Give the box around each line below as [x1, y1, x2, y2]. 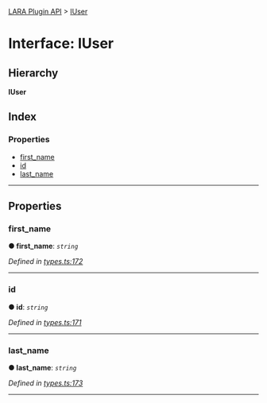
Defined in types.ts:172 [8, 257, 83, 266]
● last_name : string [8, 362, 77, 372]
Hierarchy [8, 66, 59, 79]
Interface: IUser [8, 35, 114, 52]
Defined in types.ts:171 [8, 317, 82, 327]
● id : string [8, 302, 48, 312]
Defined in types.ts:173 [8, 378, 83, 388]
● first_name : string [8, 242, 79, 251]
